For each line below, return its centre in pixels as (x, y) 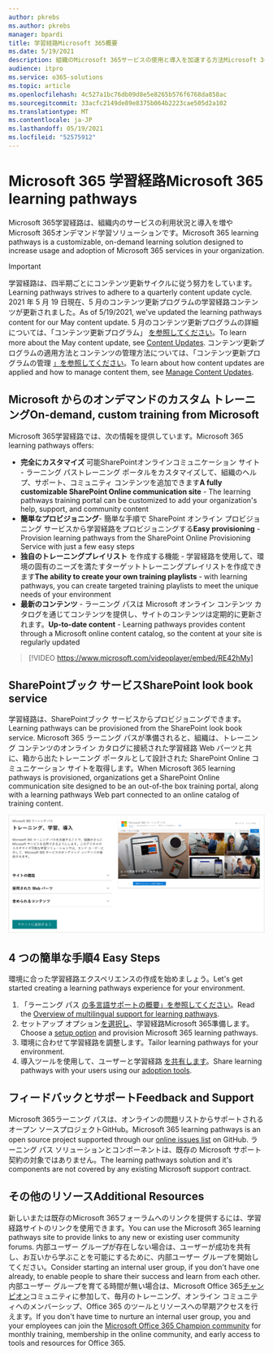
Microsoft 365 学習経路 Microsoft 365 (136, 181)
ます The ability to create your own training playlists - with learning (134, 576)
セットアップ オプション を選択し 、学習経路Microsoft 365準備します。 (137, 1024)
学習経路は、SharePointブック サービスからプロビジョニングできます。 (127, 719)
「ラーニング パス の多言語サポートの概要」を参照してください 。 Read (137, 1005)
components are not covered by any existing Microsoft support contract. (130, 1168)
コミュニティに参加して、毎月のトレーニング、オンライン (125, 1296)
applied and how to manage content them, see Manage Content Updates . (131, 372)
